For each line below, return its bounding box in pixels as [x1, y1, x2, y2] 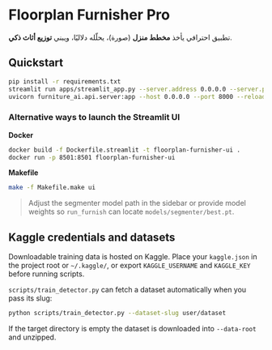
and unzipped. [8, 332, 57, 342]
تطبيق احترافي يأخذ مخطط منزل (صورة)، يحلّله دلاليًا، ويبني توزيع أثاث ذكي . [8, 32, 232, 42]
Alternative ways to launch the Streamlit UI [8, 112, 181, 123]
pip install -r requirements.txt [8, 77, 121, 86]
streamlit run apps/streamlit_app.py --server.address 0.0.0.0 [8, 85, 227, 93]
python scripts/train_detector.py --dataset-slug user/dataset [8, 309, 227, 318]
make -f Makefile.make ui [8, 184, 96, 192]
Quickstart [8, 56, 64, 70]
